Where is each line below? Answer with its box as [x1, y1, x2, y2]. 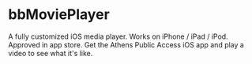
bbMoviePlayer [8, 6, 111, 24]
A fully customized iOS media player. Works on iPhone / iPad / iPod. [8, 32, 228, 41]
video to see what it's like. [8, 48, 93, 58]
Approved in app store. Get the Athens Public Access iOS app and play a [8, 40, 245, 49]
